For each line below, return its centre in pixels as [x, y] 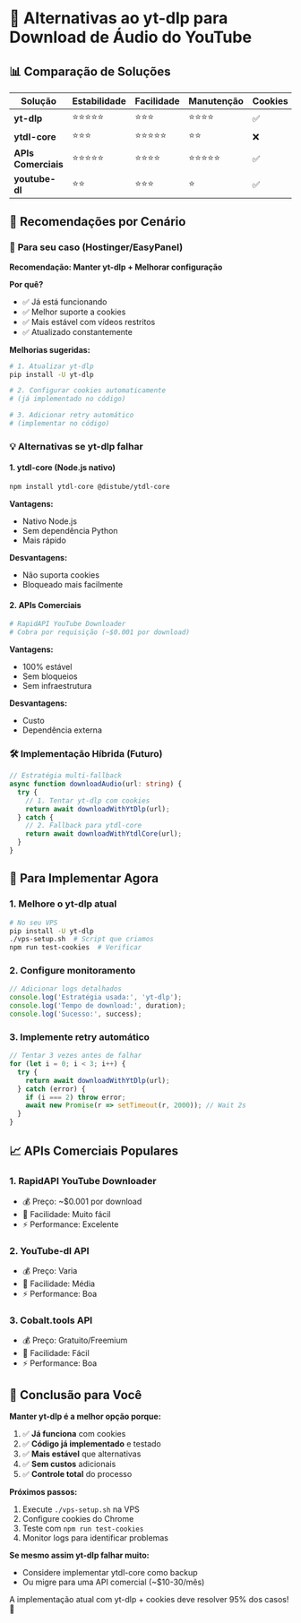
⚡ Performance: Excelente [70, 1224]
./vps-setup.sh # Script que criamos [82, 940]
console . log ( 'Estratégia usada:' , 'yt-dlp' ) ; [95, 998]
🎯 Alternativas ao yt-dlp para [119, 18]
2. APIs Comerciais [46, 605]
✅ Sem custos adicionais [69, 1464]
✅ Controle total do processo [77, 1474]
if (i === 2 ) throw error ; [76, 1097]
